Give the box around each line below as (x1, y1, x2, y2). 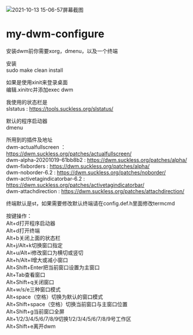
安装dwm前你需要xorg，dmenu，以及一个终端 (6, 47, 118, 54)
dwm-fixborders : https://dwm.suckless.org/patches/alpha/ (6, 162, 150, 170)
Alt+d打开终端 (6, 227, 40, 234)
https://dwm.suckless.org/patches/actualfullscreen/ (6, 150, 132, 157)
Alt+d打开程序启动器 (6, 220, 56, 227)
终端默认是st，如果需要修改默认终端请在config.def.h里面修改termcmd (6, 200, 175, 207)
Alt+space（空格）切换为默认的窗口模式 (6, 293, 103, 300)
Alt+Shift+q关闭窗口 (6, 278, 55, 286)
